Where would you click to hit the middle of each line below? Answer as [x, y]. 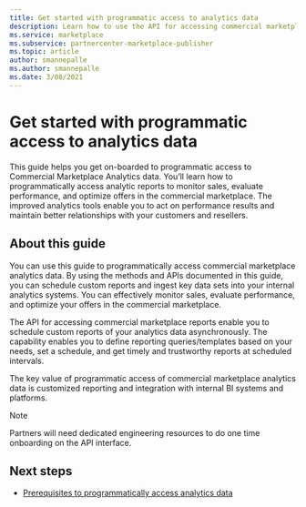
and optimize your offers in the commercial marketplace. [115, 304]
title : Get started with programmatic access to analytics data [134, 18]
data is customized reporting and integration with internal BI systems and [147, 388]
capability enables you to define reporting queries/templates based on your [151, 341]
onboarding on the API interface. [71, 442]
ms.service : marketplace [56, 35]
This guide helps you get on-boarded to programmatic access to [131, 167]
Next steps [41, 471]
